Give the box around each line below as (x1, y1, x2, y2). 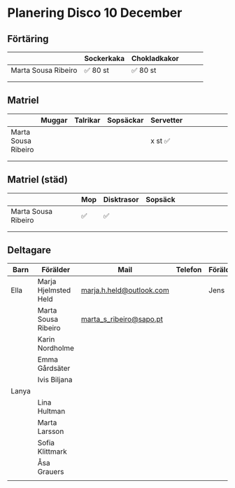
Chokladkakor (131, 54, 180, 63)
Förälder (41, 265, 71, 275)
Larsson (37, 426, 64, 436)
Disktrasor (103, 194, 139, 204)
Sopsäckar (107, 115, 144, 125)
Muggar (41, 115, 68, 125)
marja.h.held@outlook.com (80, 285, 169, 295)
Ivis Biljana (37, 375, 73, 385)
